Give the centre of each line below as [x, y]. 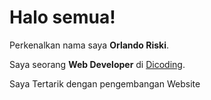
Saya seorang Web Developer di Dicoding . [97, 64]
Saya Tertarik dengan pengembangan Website [105, 83]
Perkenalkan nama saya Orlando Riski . [89, 45]
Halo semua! [62, 17]
